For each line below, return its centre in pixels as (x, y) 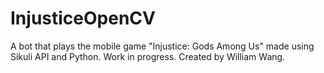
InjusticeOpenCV (83, 18)
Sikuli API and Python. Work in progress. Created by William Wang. (148, 56)
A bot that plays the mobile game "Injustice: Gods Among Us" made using (162, 46)
